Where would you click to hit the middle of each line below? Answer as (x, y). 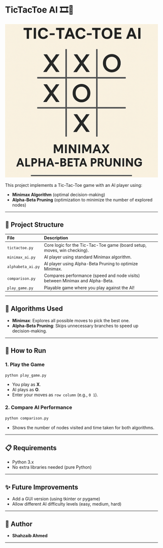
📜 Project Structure (34, 225)
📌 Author (19, 524)
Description (56, 238)
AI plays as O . (26, 390)
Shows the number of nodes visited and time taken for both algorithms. (83, 427)
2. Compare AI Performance (39, 407)
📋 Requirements (31, 448)
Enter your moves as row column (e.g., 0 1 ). (55, 395)
